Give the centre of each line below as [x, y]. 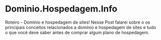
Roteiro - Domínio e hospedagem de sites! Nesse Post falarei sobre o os [78, 22]
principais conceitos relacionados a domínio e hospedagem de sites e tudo [81, 27]
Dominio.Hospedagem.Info [61, 9]
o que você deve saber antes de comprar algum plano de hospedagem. [77, 32]
